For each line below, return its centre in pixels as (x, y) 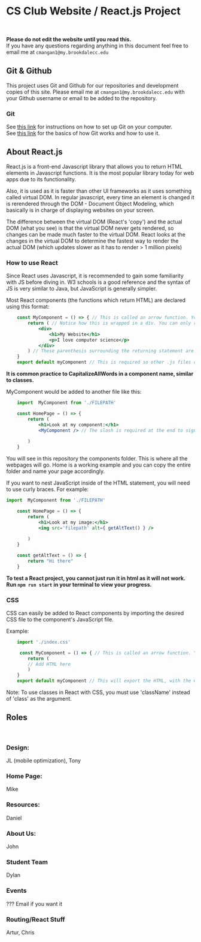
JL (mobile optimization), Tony (44, 761)
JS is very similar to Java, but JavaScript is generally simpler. (82, 289)
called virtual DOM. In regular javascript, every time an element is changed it (100, 197)
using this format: (28, 307)
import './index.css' (44, 642)
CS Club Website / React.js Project (94, 11)
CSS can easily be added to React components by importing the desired (95, 613)
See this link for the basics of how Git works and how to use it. (83, 133)
